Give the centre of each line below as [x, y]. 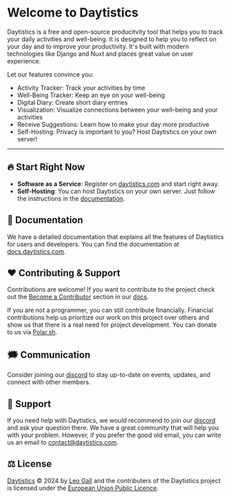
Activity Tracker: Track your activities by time [81, 88]
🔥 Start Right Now [46, 167]
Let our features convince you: [51, 74]
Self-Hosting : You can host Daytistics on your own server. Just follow [116, 191]
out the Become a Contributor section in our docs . [78, 297]
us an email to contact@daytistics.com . [63, 442]
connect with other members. [49, 382]
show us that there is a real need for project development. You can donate [112, 325]
